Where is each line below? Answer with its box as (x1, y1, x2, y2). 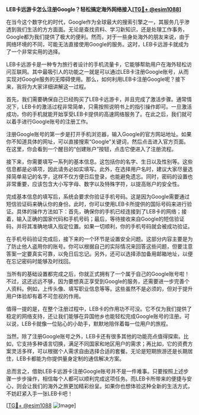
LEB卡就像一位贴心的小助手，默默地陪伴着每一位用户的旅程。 (21, 320, 172, 327)
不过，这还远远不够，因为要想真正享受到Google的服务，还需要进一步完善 (6, 278, 185, 285)
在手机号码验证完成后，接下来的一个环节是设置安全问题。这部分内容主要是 (6, 235, 188, 243)
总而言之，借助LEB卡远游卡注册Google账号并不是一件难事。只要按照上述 (6, 368, 184, 375)
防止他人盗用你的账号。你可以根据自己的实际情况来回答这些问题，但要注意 (11, 243, 193, 250)
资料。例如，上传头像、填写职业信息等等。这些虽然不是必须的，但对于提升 (11, 285, 193, 292)
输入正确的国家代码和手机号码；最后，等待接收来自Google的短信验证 (16, 215, 185, 222)
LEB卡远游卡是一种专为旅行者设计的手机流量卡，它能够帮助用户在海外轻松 (6, 61, 187, 68)
